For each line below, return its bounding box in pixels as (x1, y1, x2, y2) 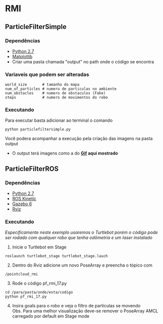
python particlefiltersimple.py (5, 127, 71, 132)
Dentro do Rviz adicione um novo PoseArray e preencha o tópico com (12, 262, 153, 268)
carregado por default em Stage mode (12, 313, 89, 319)
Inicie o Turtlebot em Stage (12, 244, 67, 250)
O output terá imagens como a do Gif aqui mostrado (12, 150, 118, 156)
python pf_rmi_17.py (5, 294, 47, 299)
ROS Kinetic (12, 196, 37, 202)
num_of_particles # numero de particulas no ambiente (5, 86, 117, 91)
